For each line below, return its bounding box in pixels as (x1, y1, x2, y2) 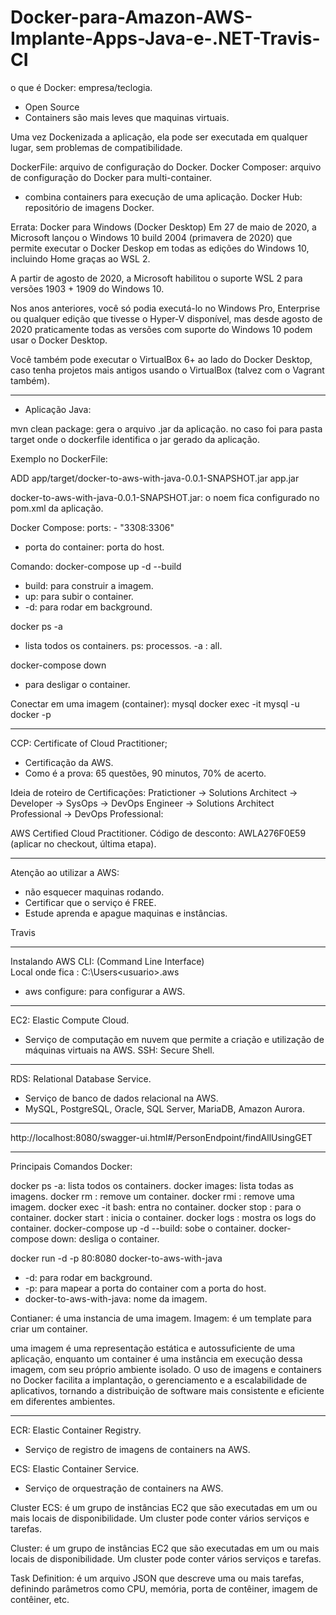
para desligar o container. (24, 678, 131, 690)
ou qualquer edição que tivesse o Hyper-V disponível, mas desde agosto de (10, 312, 323, 325)
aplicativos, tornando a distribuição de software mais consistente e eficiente (10, 1384, 325, 1396)
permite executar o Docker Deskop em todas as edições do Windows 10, (10, 242, 310, 254)
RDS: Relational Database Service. (10, 1072, 152, 1085)
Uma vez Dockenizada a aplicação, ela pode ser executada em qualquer (10, 131, 308, 143)
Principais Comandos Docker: (10, 1160, 133, 1172)
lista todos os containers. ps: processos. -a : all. (24, 639, 223, 651)
